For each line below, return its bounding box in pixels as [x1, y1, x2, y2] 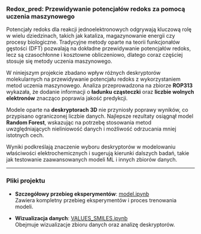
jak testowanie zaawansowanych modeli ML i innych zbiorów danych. [6, 156, 178, 163]
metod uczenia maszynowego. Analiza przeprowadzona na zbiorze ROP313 [6, 82, 193, 89]
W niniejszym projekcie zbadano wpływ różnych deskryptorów [6, 69, 161, 77]
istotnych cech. [6, 132, 44, 139]
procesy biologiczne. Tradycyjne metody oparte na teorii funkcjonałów [6, 38, 181, 46]
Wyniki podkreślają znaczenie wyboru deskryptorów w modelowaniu [6, 143, 176, 151]
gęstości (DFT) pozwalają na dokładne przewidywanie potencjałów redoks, [6, 45, 191, 52]
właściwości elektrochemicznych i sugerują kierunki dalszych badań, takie [6, 150, 190, 157]
